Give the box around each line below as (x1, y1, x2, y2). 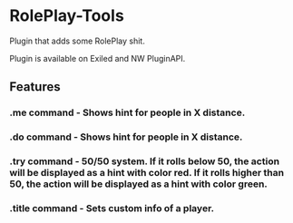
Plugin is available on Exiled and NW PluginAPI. (9, 53, 186, 63)
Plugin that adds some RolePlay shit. (9, 35, 145, 46)
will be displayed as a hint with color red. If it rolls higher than (9, 167, 284, 179)
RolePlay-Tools (9, 5, 124, 26)
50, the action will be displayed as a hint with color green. (9, 178, 268, 190)
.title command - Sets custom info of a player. (9, 202, 215, 215)
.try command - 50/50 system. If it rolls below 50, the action (9, 155, 279, 168)
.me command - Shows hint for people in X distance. (9, 106, 246, 119)
